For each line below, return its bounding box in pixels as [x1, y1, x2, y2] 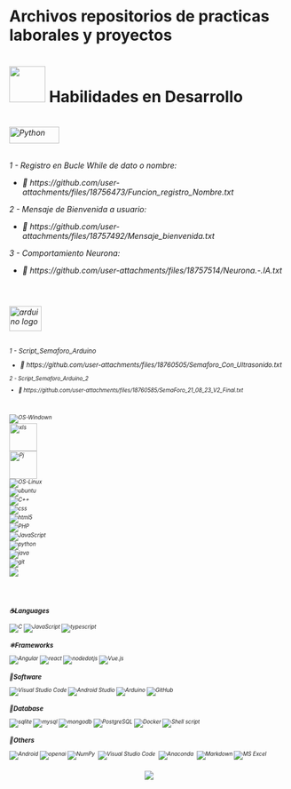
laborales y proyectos [9, 25, 173, 45]
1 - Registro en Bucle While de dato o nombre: [9, 160, 177, 171]
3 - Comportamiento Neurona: [9, 247, 121, 259]
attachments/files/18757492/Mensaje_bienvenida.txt [21, 230, 216, 241]
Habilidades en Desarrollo [48, 87, 244, 108]
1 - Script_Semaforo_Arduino [9, 347, 97, 355]
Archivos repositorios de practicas [9, 6, 271, 27]
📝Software [9, 673, 43, 681]
